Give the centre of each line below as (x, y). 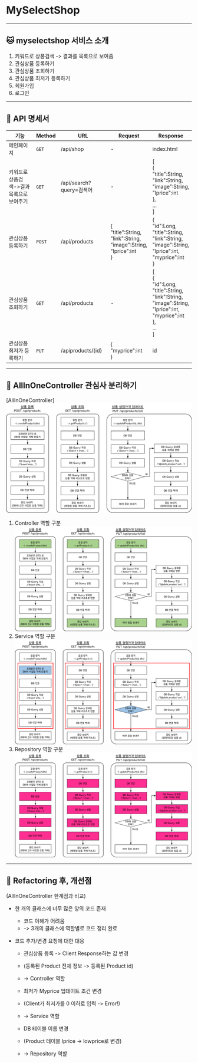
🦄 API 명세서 (28, 119)
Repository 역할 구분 (39, 749)
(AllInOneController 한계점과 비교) (46, 896)
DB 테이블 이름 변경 (46, 1029)
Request (129, 136)
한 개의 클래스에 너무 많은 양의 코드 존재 (60, 909)
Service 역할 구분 (35, 636)
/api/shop (72, 149)
